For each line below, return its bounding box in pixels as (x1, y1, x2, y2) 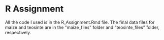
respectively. (5, 29, 31, 35)
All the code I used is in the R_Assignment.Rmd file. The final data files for (5, 19, 155, 25)
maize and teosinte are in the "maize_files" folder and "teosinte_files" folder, (5, 24, 160, 30)
